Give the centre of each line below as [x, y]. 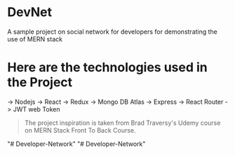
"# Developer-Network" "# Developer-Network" [76, 144]
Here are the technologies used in [108, 68]
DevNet [30, 12]
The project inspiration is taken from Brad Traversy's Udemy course [122, 123]
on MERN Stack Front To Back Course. [80, 130]
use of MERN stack [35, 39]
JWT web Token [36, 109]
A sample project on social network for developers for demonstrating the [112, 32]
